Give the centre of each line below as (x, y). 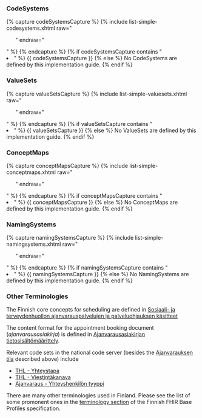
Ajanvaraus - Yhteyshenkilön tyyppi (59, 384)
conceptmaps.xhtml (31, 172)
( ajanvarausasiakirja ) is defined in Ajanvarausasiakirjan (76, 334)
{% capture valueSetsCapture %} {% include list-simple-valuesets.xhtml (97, 94)
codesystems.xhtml (31, 28)
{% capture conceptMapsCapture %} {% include (67, 165)
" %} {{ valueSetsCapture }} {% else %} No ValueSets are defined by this (105, 130)
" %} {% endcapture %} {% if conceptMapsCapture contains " (84, 195)
